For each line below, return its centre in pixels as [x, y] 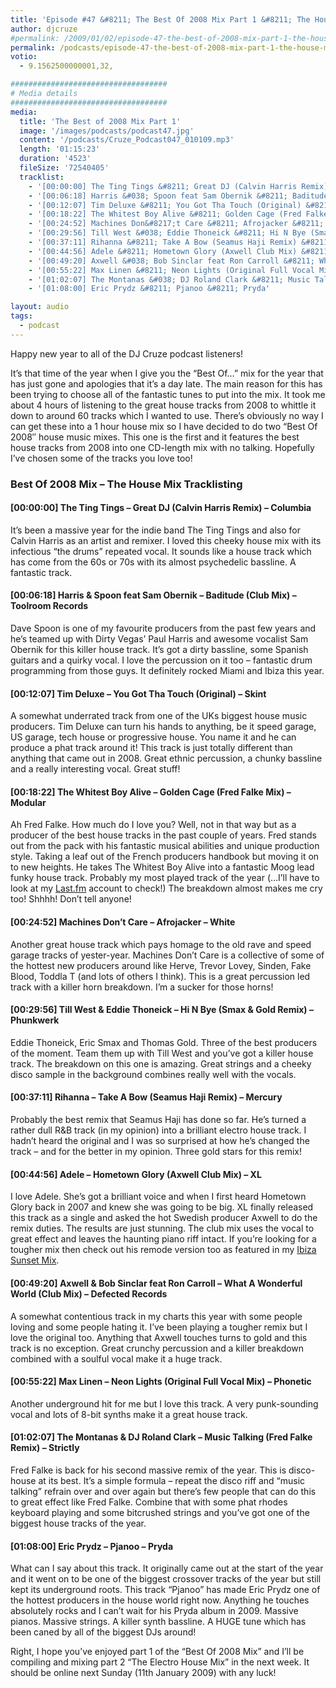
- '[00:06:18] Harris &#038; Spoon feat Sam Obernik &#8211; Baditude [178, 196]
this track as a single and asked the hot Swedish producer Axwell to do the [164, 1218]
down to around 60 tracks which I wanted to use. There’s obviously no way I [167, 415]
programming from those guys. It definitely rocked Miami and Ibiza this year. [167, 671]
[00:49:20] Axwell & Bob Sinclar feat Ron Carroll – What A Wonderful [156, 1283]
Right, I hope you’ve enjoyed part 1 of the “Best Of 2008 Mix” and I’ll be [157, 1652]
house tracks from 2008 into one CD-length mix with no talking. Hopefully [162, 447]
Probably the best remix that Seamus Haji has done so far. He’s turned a [158, 1120]
